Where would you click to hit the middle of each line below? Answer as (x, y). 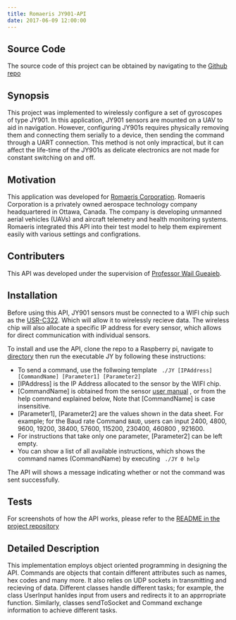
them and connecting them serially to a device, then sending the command (116, 135)
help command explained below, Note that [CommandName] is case (116, 399)
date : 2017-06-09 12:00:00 (47, 20)
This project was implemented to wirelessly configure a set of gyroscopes (115, 113)
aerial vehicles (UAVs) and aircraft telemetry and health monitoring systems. (118, 219)
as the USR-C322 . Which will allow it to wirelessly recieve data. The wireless (118, 320)
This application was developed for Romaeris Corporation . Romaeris (106, 196)
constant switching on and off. (51, 158)
